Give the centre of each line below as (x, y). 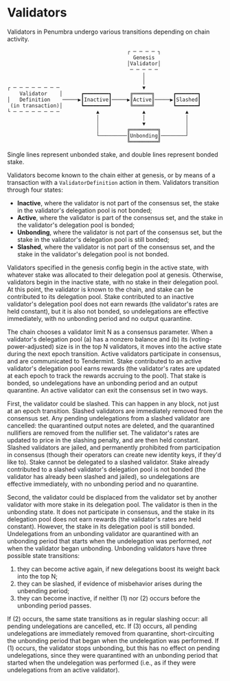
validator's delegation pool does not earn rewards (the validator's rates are (113, 304)
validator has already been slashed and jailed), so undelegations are (103, 476)
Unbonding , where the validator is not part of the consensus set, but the (119, 232)
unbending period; (43, 591)
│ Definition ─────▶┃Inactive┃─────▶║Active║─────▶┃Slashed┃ (104, 100)
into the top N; (37, 576)
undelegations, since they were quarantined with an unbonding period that (113, 655)
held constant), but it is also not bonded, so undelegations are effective (108, 311)
